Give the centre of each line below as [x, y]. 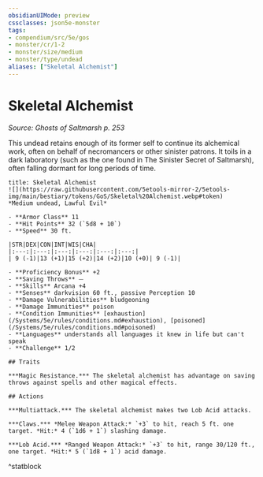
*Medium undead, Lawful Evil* [58, 203]
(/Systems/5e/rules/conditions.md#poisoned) [82, 327]
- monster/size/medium [45, 52]
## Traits [24, 362]
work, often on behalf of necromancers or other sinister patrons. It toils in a [130, 151]
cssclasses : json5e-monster [54, 23]
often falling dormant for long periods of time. [82, 168]
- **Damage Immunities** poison [61, 307]
